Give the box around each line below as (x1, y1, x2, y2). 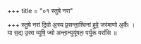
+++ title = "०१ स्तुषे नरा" (7, 7, 73, 15)
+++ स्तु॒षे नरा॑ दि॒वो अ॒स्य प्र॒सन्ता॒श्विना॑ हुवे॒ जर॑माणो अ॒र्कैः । (7, 21, 135, 29)
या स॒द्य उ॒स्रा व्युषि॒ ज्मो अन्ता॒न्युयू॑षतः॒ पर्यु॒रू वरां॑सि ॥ (7, 29, 117, 36)
